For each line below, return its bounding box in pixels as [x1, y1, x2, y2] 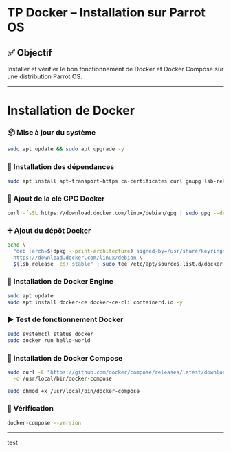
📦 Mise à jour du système [7, 128, 96, 137]
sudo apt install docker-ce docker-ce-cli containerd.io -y [7, 299, 184, 306]
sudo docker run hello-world [7, 337, 91, 344]
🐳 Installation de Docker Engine [7, 277, 113, 286]
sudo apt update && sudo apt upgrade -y [7, 146, 125, 152]
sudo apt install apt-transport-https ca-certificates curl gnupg [7, 177, 201, 185]
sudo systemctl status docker [7, 330, 94, 337]
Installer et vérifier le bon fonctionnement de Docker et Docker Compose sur [7, 65, 224, 73]
